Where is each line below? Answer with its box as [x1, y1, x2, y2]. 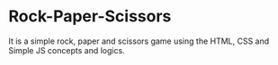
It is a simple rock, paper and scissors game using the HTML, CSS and [8, 36, 270, 46]
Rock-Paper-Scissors [8, 6, 172, 27]
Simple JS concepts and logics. [8, 45, 125, 55]
